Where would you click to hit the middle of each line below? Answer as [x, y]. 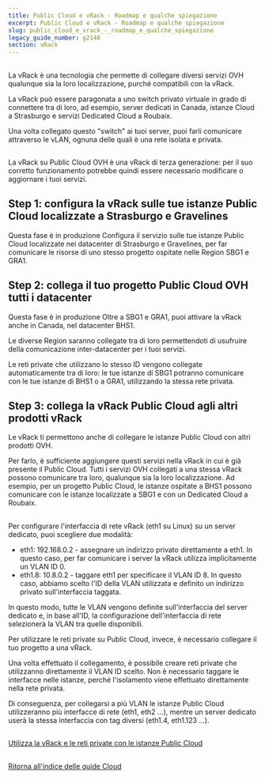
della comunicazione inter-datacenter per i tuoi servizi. [97, 349]
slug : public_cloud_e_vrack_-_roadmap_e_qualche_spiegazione [111, 30]
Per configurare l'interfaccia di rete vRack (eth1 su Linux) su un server [122, 526]
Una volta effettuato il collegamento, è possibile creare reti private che [123, 663]
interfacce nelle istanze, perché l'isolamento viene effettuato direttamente [129, 679]
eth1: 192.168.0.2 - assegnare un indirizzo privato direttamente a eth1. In [136, 550]
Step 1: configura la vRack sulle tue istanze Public [133, 204]
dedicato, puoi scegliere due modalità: [70, 534]
